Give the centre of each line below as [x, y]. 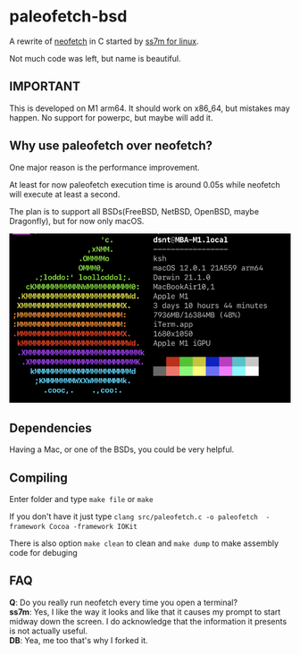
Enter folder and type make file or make [81, 499]
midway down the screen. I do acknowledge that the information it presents [148, 621]
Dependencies [50, 428]
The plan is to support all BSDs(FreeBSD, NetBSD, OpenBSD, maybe [134, 211]
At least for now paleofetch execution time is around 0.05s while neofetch [145, 184]
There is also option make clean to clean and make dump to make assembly [144, 543]
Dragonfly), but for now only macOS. [77, 221]
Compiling [39, 478]
